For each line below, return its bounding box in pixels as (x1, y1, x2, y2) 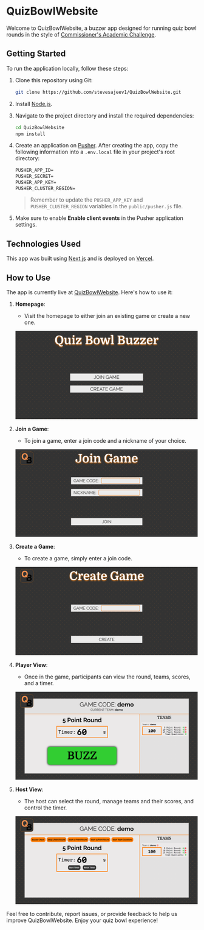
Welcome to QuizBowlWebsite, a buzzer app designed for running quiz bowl (6, 24, 197, 32)
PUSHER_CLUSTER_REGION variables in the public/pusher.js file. (30, 203, 183, 210)
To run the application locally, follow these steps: (6, 65, 129, 72)
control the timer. (24, 804, 67, 811)
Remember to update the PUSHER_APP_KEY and (30, 196, 143, 203)
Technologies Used (6, 239, 81, 249)
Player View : (15, 661, 48, 669)
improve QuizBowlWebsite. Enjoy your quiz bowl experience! (6, 917, 158, 924)
